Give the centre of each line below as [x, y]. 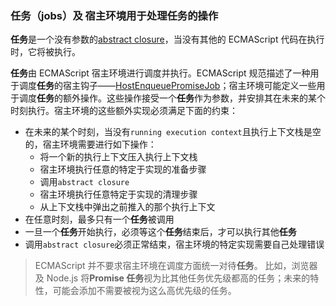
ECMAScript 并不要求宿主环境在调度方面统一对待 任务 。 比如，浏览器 [176, 266]
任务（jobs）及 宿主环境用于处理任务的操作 [114, 15]
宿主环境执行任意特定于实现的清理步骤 [118, 194]
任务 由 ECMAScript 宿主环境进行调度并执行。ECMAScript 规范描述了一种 [160, 73]
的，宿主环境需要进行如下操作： [90, 144]
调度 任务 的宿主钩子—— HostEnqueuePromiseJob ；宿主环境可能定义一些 [167, 86]
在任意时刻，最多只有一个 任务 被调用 [99, 219]
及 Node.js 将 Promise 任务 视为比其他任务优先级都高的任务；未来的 [172, 278]
